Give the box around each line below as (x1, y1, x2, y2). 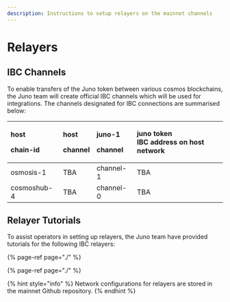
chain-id (10, 145, 40, 154)
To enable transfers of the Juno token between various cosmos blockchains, (7, 85, 223, 93)
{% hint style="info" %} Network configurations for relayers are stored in (7, 279, 213, 288)
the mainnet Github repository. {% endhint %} (7, 287, 136, 295)
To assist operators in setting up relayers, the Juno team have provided (7, 233, 208, 241)
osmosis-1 (10, 167, 47, 177)
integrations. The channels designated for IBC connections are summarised (7, 99, 220, 107)
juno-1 (96, 129, 120, 139)
